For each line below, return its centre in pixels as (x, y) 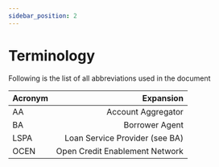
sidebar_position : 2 (43, 16)
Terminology (52, 55)
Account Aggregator (145, 111)
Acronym (30, 98)
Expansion (163, 98)
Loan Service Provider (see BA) (124, 138)
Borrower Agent (153, 124)
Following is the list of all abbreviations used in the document (109, 78)
